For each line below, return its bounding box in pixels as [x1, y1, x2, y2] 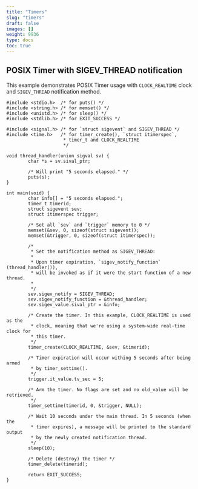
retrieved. [6, 392, 34, 398]
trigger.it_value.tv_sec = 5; [28, 376, 104, 382]
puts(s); [28, 174, 50, 180]
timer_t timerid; [28, 200, 71, 207]
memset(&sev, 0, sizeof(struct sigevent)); [28, 227, 139, 233]
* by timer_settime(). [30, 365, 88, 371]
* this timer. [30, 333, 67, 340]
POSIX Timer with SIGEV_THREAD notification [6, 65, 183, 76]
